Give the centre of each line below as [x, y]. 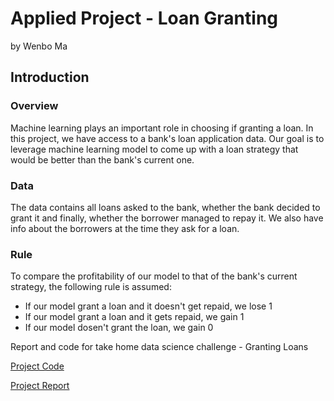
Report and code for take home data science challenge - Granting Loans [159, 347]
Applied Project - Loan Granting [144, 18]
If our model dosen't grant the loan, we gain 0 [119, 328]
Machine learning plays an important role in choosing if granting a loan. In [162, 128]
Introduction [50, 77]
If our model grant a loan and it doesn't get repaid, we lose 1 [148, 306]
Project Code [37, 366]
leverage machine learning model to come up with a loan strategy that [154, 149]
